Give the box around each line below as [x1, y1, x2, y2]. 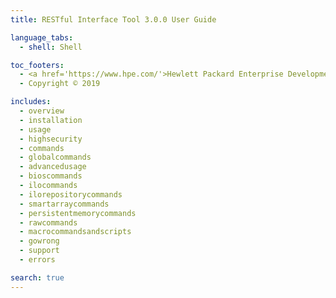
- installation [19, 115, 83, 125]
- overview [19, 106, 65, 116]
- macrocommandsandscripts [19, 227, 132, 237]
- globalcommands [19, 152, 92, 163]
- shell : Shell [19, 42, 83, 52]
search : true [10, 272, 65, 283]
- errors [19, 255, 56, 265]
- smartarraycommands [19, 199, 110, 209]
